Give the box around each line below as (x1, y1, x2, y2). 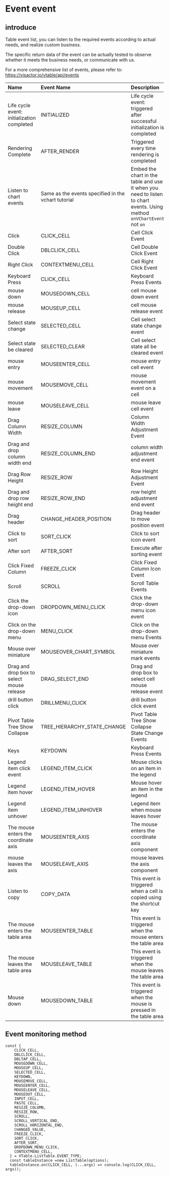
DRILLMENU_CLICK (41, 700, 87, 706)
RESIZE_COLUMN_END (41, 450, 96, 457)
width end (8, 459, 32, 466)
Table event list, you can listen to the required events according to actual (5, 36, 156, 42)
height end (8, 501, 34, 508)
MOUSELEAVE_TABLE (41, 960, 93, 967)
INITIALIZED (41, 111, 69, 118)
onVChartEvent (130, 216, 164, 222)
